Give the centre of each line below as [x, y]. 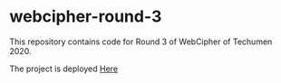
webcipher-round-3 [86, 17]
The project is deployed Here [64, 69]
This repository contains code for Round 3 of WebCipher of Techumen [141, 41]
